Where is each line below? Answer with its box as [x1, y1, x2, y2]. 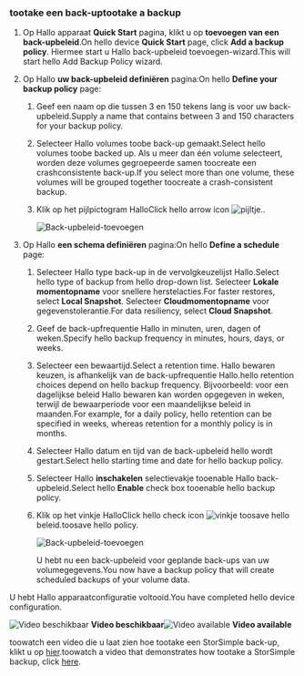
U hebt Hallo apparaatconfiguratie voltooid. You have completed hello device [9, 592, 296, 603]
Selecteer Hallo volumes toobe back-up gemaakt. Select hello [35, 138, 266, 149]
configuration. [9, 601, 62, 612]
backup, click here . [9, 656, 82, 667]
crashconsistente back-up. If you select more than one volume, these [35, 167, 295, 179]
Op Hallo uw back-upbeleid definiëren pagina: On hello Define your [22, 74, 278, 85]
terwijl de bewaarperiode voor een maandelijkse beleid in [35, 399, 251, 410]
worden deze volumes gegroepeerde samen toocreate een [35, 158, 257, 169]
